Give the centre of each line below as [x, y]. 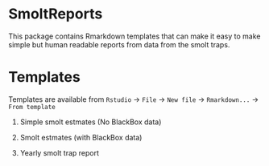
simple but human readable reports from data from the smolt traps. [119, 44]
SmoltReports [56, 14]
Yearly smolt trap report [59, 152]
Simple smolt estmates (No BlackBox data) [91, 122]
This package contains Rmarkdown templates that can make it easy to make [134, 36]
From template [32, 107]
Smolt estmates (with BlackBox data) [81, 137]
